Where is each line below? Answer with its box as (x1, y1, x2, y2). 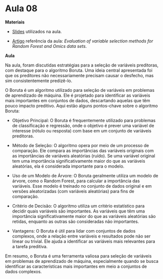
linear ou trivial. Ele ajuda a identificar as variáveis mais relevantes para (12, 238, 156, 244)
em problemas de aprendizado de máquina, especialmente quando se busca (5, 258, 159, 264)
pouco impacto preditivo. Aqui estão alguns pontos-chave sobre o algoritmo (5, 103, 158, 108)
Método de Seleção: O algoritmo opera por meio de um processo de (12, 142, 149, 148)
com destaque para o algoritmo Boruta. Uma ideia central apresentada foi (5, 67, 153, 73)
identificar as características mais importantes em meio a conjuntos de (5, 263, 147, 269)
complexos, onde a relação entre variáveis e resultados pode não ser (12, 233, 151, 239)
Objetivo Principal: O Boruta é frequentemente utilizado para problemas (12, 117, 156, 123)
